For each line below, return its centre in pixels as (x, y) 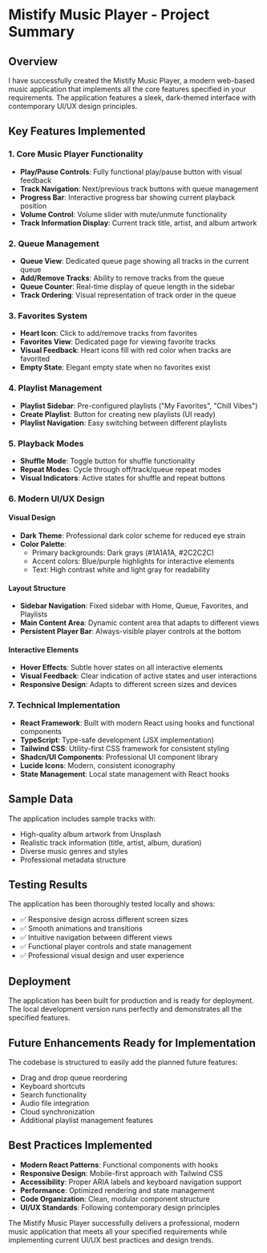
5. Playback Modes (46, 443)
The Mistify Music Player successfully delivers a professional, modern (124, 1223)
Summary (41, 32)
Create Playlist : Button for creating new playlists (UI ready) (118, 414)
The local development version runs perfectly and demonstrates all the (125, 1009)
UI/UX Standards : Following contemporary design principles (120, 1207)
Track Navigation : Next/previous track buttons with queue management (139, 188)
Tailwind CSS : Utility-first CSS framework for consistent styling (125, 748)
